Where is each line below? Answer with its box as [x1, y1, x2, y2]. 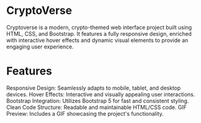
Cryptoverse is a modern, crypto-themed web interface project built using [6, 24, 192, 31]
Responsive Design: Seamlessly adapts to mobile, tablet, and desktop [6, 84, 181, 91]
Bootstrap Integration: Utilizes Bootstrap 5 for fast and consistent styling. [6, 97, 189, 104]
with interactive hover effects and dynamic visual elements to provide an [6, 36, 189, 44]
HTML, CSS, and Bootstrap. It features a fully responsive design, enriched [6, 30, 192, 37]
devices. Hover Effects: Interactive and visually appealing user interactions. [6, 90, 196, 98]
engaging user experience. [6, 43, 74, 50]
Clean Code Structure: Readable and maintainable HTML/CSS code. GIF [6, 104, 187, 111]
